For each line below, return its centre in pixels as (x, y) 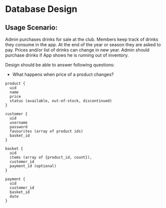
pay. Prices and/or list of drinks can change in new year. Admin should (78, 50)
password (19, 127)
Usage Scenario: (32, 28)
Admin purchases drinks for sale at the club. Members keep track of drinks (82, 39)
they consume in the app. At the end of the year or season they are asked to (83, 45)
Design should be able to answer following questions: (60, 65)
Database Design (41, 9)
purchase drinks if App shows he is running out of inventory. (67, 55)
